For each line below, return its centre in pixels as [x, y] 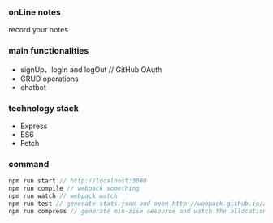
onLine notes [35, 12]
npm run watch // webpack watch [63, 196]
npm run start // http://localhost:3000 [78, 181]
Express [34, 126]
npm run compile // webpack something [74, 189]
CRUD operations [49, 79]
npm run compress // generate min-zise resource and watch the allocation [138, 211]
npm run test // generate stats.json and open [89, 204]
